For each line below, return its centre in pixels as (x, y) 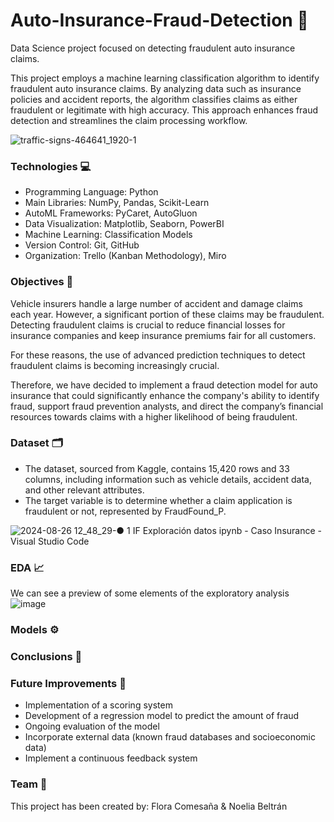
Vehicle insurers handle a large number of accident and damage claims (156, 303)
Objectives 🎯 (42, 282)
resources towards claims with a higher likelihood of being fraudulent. (154, 416)
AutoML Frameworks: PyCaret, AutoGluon (111, 213)
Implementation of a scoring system (98, 705)
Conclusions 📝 (46, 656)
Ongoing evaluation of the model (92, 726)
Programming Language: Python (91, 192)
